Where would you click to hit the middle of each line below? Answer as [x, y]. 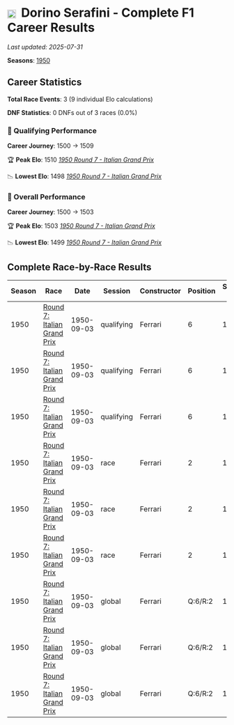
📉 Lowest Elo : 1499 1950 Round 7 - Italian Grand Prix [85, 242]
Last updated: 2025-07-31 [45, 47]
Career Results [51, 28]
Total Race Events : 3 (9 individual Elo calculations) [80, 99]
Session [117, 291]
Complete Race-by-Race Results [79, 267]
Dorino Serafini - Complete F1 [108, 13]
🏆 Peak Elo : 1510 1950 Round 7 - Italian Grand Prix [81, 160]
